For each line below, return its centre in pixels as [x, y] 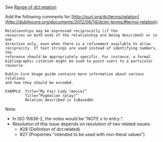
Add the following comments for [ [39, 17]
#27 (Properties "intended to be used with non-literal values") [82, 134]
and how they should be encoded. [39, 83]
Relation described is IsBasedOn [59, 100]
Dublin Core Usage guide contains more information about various [75, 74]
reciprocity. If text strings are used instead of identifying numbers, [81, 48]
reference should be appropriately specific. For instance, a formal [78, 57]
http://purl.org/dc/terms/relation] [106, 17]
